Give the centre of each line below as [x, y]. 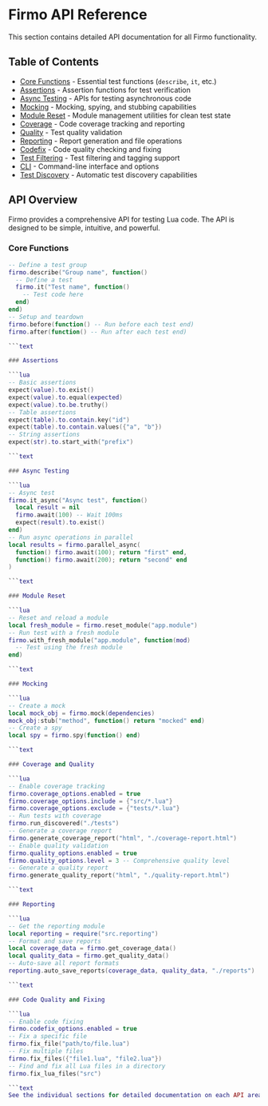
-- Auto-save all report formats [64, 964]
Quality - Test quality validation [71, 132]
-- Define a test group [48, 265]
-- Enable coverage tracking [57, 786]
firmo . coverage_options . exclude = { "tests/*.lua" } [94, 809]
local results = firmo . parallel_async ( [75, 545]
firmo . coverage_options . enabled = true [75, 793]
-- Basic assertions [43, 383]
